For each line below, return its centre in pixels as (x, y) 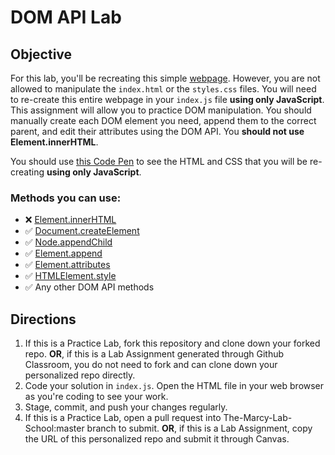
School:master (54, 428)
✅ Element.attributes (67, 265)
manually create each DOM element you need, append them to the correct (163, 120)
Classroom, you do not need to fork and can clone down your (151, 365)
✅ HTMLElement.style (70, 276)
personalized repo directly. (80, 375)
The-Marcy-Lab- (258, 418)
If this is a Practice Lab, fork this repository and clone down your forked (172, 343)
